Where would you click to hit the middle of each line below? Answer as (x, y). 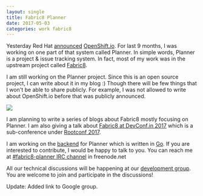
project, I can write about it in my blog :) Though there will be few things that (101, 83)
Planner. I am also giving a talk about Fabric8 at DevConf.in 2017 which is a (100, 126)
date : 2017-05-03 (28, 23)
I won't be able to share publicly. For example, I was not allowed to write (96, 90)
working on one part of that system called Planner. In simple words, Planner (101, 53)
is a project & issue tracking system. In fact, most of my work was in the (96, 59)
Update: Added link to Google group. (52, 187)
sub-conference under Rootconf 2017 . (54, 132)
